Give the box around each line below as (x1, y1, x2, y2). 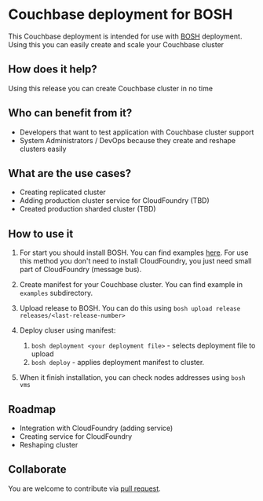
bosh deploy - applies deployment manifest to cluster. (31, 358, 205, 367)
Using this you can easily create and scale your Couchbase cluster (8, 39, 225, 49)
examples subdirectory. (19, 289, 93, 298)
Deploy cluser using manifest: (19, 326, 116, 335)
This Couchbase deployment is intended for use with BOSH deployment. (8, 31, 243, 41)
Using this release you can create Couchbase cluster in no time (8, 83, 214, 93)
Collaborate (8, 462, 67, 477)
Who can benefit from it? (8, 106, 133, 120)
